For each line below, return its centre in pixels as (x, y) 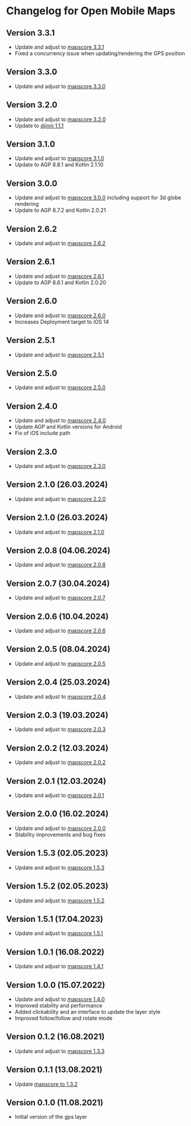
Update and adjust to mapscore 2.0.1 (60, 796)
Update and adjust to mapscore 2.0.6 (60, 631)
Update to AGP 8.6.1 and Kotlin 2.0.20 (61, 282)
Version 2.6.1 (31, 262)
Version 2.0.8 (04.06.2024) (58, 550)
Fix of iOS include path (42, 433)
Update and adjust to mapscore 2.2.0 (60, 499)
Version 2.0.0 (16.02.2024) (57, 814)
